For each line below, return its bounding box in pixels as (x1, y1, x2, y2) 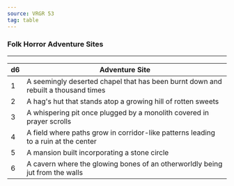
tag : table (7, 17, 39, 24)
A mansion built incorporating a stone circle (26, 147, 169, 157)
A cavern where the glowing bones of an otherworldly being (26, 159, 223, 169)
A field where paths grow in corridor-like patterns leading (26, 128, 216, 137)
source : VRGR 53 (7, 10, 54, 17)
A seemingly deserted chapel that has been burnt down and (26, 76, 223, 86)
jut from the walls (26, 167, 84, 177)
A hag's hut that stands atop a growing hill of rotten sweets (26, 96, 219, 106)
